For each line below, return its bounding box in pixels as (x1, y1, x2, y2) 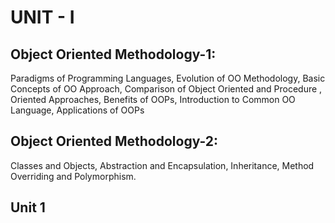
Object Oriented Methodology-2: (10, 133, 219, 150)
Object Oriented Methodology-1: (10, 46, 217, 63)
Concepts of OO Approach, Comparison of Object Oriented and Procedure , (10, 83, 323, 95)
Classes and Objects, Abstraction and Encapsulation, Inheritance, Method (10, 159, 315, 171)
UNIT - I (10, 6, 75, 29)
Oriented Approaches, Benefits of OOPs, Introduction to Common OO (10, 94, 296, 105)
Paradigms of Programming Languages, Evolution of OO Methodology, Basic (10, 72, 326, 84)
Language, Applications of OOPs (10, 104, 145, 116)
